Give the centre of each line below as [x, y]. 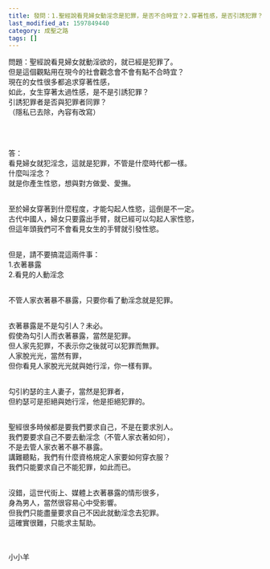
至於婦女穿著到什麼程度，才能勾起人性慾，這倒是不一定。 [103, 209]
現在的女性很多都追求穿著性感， [61, 82]
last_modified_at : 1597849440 [59, 23]
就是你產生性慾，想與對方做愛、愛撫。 [72, 183]
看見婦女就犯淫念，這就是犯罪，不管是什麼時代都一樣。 [100, 163]
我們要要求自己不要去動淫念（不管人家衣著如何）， [91, 437]
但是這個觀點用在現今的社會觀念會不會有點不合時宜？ [96, 72]
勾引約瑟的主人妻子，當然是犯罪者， [68, 392]
